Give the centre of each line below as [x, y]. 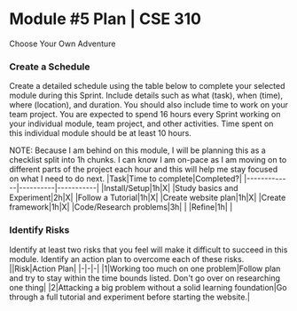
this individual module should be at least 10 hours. [101, 133]
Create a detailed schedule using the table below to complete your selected [147, 86]
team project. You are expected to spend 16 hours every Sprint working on [145, 115]
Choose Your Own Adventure [63, 44]
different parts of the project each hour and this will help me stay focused [143, 170]
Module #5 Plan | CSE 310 [106, 19]
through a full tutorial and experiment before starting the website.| [130, 297]
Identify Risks [39, 230]
